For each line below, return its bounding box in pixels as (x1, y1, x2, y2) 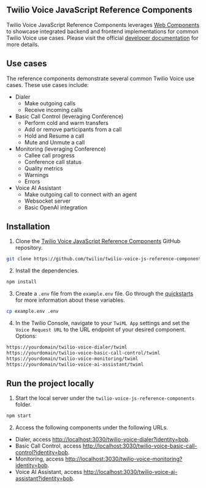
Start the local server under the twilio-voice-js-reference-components (15, 394, 195, 402)
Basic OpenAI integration (24, 203, 88, 211)
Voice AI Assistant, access (15, 468, 83, 476)
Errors (24, 178, 40, 185)
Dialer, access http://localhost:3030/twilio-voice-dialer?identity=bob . (15, 436, 190, 443)
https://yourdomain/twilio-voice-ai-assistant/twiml (6, 361, 144, 367)
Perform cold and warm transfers (24, 119, 109, 126)
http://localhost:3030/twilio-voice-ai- (83, 468, 178, 476)
